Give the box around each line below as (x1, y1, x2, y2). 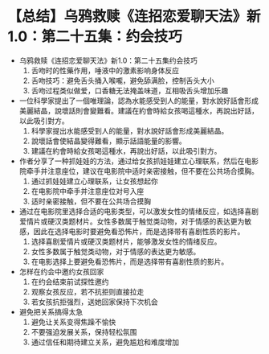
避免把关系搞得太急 (18, 307, 84, 316)
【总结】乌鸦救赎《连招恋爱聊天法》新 (7, 7, 262, 26)
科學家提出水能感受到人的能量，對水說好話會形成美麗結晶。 (31, 126, 229, 135)
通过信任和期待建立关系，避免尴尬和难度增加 (31, 337, 180, 347)
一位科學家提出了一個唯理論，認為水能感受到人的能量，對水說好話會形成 (18, 96, 259, 105)
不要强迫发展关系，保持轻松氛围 (31, 327, 137, 336)
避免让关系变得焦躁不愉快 (31, 317, 116, 327)
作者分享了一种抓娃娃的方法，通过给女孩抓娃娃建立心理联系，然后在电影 (18, 156, 259, 166)
